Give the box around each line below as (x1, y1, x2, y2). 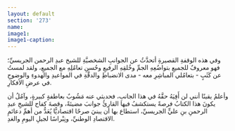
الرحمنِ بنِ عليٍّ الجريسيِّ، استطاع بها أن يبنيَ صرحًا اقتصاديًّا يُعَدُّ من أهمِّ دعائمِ (7, 107, 208, 116)
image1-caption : (7, 37, 55, 44)
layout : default (7, 10, 55, 18)
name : (7, 23, 23, 30)
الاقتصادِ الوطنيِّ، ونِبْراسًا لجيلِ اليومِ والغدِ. (7, 114, 115, 123)
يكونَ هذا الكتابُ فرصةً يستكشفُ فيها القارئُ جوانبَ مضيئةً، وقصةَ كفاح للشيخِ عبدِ (7, 99, 216, 108)
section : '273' (7, 17, 52, 24)
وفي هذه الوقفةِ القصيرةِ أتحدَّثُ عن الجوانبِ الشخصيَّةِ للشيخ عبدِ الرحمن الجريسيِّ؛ (7, 56, 221, 64)
